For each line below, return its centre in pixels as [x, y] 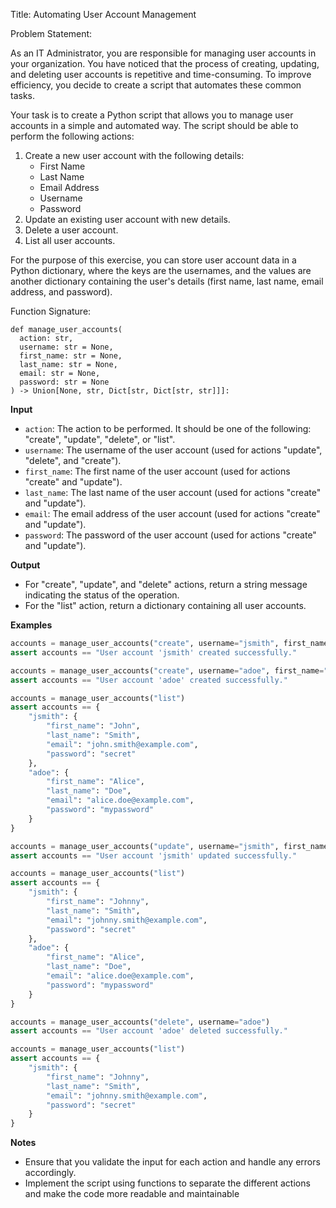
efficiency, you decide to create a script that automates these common [156, 85]
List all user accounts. [70, 240]
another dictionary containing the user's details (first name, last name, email [167, 281]
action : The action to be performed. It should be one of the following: [168, 428]
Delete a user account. [71, 230]
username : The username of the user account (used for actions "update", [173, 450]
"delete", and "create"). [73, 460]
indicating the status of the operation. [102, 595]
